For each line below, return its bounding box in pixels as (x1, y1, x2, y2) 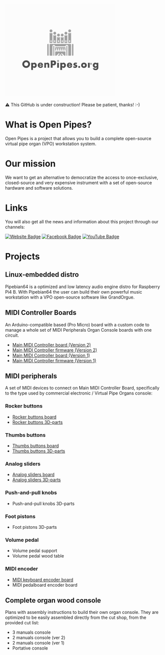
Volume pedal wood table (12, 553, 64, 559)
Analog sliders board (12, 472, 55, 478)
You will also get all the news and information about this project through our (5, 218, 159, 224)
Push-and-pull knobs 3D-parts (12, 501, 75, 506)
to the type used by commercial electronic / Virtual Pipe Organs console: (5, 390, 153, 396)
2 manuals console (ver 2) (12, 635, 66, 641)
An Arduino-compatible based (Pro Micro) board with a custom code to (5, 321, 150, 328)
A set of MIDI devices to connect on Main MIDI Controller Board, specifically (5, 385, 160, 391)
